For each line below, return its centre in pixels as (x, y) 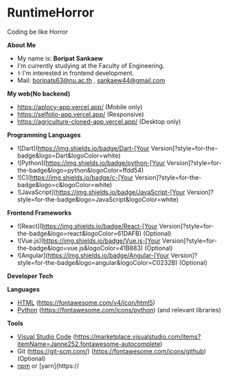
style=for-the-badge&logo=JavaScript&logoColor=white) (98, 199)
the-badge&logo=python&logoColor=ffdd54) (80, 170)
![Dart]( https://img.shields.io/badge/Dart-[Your (83, 148)
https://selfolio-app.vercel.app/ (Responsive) (80, 114)
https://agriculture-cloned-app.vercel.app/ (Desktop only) (99, 121)
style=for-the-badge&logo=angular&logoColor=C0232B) (97, 262)
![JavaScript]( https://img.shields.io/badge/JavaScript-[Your (101, 192)
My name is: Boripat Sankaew (60, 58)
